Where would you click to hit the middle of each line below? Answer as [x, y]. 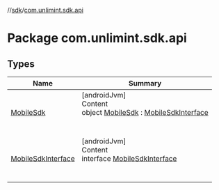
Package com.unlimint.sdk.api [97, 38]
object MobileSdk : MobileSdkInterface [145, 112]
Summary [145, 83]
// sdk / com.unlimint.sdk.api [45, 10]
